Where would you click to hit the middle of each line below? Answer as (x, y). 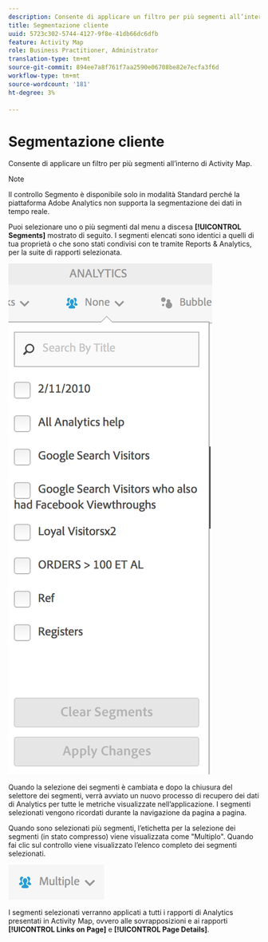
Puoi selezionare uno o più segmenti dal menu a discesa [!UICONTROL (125, 227)
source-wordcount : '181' (49, 84)
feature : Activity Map (46, 42)
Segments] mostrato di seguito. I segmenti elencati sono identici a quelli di (131, 235)
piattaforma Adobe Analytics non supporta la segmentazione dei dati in (125, 203)
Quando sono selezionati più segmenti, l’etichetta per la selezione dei (122, 828)
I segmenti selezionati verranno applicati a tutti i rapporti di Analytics (121, 912)
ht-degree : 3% (32, 93)
